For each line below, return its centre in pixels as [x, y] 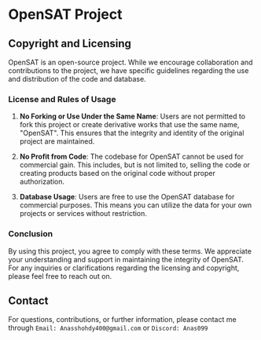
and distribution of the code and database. [77, 79]
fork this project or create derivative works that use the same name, [129, 125]
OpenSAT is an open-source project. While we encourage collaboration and [130, 62]
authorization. [42, 181]
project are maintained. [57, 141]
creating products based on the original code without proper [118, 174]
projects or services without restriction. [83, 214]
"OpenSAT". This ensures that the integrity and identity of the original [132, 133]
